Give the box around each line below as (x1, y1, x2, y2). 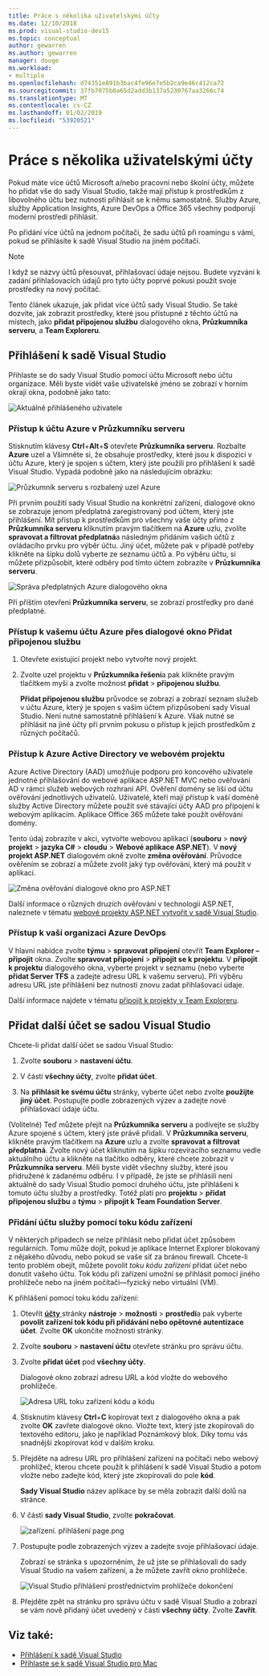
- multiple (8, 72, 45, 80)
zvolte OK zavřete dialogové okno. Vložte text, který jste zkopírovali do (19, 1420, 255, 1430)
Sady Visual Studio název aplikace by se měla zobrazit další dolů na (19, 1485, 247, 1496)
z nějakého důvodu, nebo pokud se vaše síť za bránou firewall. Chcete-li (8, 1251, 248, 1261)
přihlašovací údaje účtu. (19, 1103, 100, 1114)
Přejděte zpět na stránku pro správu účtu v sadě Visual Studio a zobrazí (19, 1596, 258, 1606)
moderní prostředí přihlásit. (8, 212, 98, 221)
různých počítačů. (19, 729, 80, 738)
